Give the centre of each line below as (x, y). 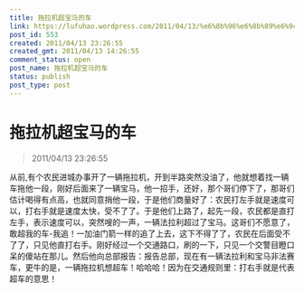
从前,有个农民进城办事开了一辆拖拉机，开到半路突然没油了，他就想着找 (142, 176)
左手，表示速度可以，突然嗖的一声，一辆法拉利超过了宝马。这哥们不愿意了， (152, 221)
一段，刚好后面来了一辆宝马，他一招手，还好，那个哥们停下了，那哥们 (164, 188)
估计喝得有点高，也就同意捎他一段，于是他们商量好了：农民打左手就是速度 (148, 199)
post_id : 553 (34, 34)
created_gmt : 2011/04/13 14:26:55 (75, 52)
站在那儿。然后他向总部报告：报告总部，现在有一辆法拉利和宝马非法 (160, 256)
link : (19, 26)
